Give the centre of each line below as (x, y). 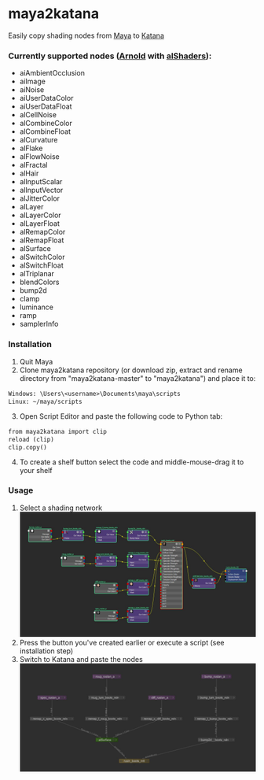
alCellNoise (38, 115)
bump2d (33, 290)
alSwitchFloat (42, 265)
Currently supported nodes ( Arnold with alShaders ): (110, 56)
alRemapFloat (42, 240)
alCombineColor (46, 124)
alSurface (35, 249)
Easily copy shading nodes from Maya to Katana (86, 35)
